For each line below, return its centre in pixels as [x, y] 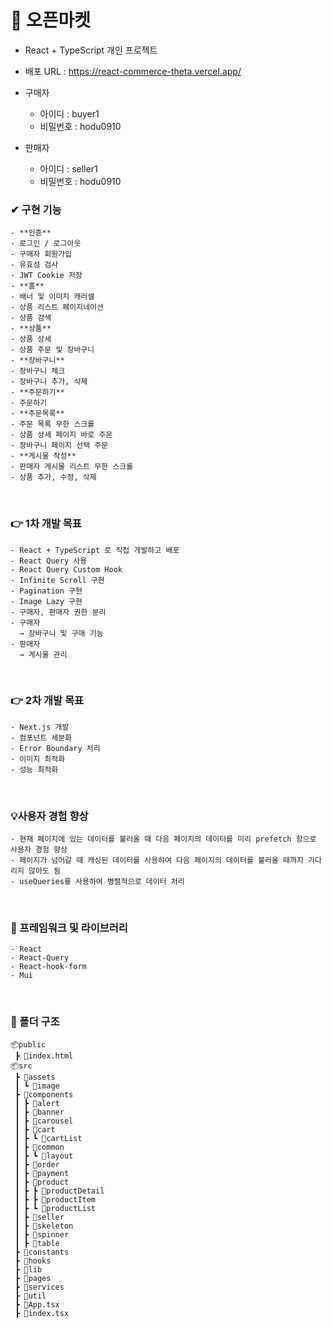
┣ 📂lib [28, 1269]
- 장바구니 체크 [38, 371]
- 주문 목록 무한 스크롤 [52, 424]
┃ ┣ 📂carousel [44, 1121]
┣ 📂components [44, 1094]
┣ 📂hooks [33, 1261]
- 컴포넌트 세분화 [41, 737]
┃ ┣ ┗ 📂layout [44, 1156]
